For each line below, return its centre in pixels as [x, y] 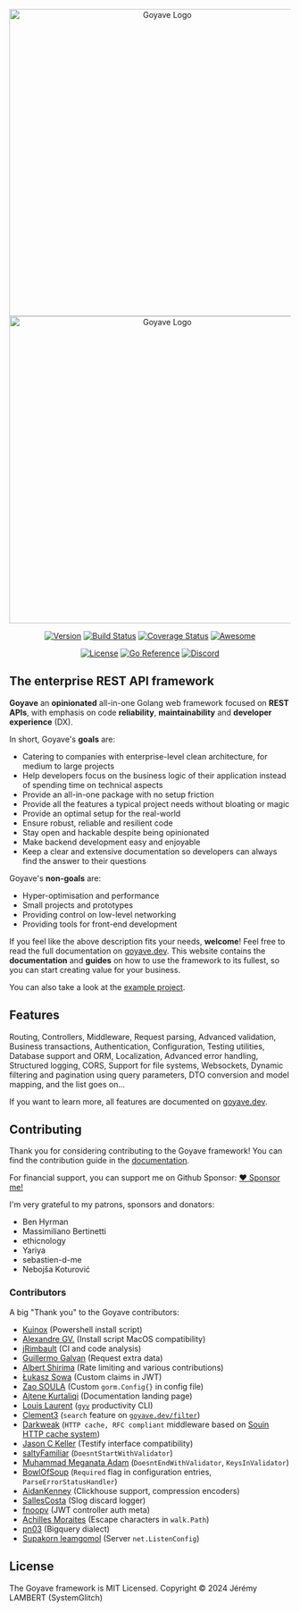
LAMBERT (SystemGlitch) [56, 1597]
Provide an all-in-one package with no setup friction [118, 794]
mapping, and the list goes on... [67, 1084]
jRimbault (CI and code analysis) [82, 1348]
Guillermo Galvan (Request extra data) [92, 1357]
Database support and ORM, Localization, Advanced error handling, [134, 1055]
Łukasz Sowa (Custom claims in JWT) [92, 1377]
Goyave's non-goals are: [55, 878]
